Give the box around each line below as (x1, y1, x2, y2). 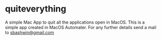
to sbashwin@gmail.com (5, 29, 54, 35)
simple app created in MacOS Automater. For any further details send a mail (5, 24, 157, 30)
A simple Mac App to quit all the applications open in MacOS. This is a (5, 19, 145, 25)
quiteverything (5, 3, 66, 14)
